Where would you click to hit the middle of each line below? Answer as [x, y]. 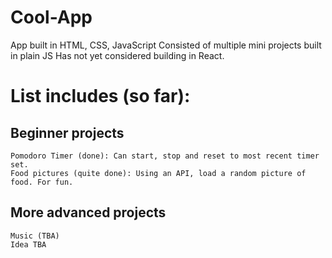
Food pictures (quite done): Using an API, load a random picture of [158, 173]
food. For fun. [42, 182]
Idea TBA [28, 244]
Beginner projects [67, 132]
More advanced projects [88, 212]
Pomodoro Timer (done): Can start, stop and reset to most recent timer [165, 156]
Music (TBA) [35, 236]
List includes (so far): [100, 96]
